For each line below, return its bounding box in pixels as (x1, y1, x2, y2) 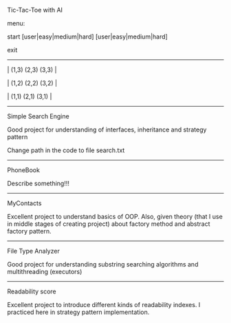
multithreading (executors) (7, 268, 82, 275)
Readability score (7, 287, 56, 295)
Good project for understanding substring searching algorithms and (7, 260, 199, 268)
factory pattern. (7, 227, 52, 235)
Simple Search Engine (7, 112, 70, 120)
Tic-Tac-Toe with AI (7, 6, 63, 14)
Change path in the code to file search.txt (7, 146, 125, 154)
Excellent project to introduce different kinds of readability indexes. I (7, 301, 201, 309)
